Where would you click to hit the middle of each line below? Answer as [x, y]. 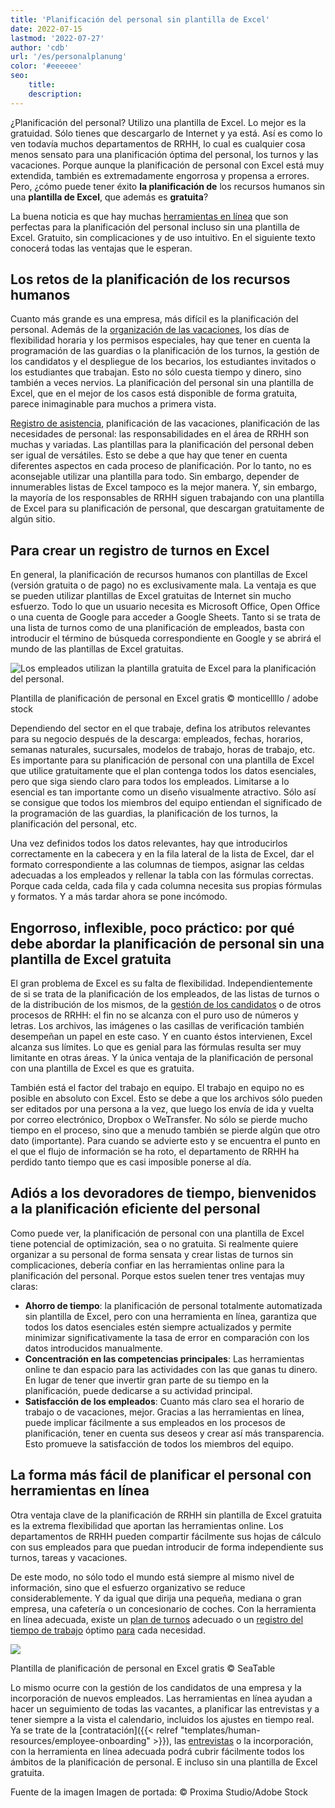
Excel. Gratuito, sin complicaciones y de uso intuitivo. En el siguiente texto [163, 237]
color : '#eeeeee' [46, 66]
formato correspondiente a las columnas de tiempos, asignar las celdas [157, 865]
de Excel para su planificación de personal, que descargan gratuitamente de [167, 508]
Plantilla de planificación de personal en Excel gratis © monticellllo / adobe [164, 698]
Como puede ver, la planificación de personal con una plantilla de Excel [157, 1233]
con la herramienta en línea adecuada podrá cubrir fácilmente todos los [157, 1751]
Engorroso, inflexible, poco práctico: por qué [152, 927]
